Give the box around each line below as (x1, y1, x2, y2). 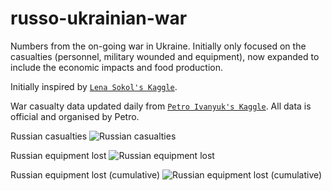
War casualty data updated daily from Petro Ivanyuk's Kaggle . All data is (10, 100, 312, 112)
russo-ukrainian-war (10, 7, 188, 30)
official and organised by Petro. (10, 110, 140, 122)
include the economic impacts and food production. (10, 61, 223, 73)
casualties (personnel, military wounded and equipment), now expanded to (10, 50, 320, 62)
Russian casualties (10, 130, 88, 142)
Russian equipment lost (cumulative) (10, 168, 161, 181)
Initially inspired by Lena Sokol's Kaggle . (10, 80, 178, 92)
